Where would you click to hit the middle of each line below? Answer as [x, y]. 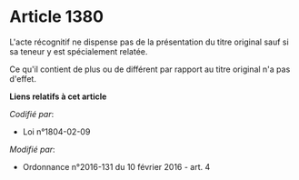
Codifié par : [32, 114]
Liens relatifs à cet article [58, 96]
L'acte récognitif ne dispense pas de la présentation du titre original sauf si [149, 42]
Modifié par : [33, 149]
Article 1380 [57, 17]
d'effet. [23, 78]
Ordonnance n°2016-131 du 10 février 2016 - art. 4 [116, 166]
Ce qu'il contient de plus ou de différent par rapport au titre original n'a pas [150, 69]
